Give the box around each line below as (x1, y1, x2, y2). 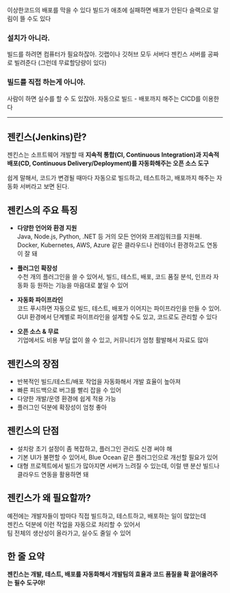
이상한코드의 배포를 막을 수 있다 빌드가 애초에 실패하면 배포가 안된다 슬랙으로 (7, 6, 212, 14)
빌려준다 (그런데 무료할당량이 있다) (14, 59, 107, 67)
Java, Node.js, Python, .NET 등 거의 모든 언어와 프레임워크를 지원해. (16, 232, 202, 241)
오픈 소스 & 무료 (16, 327, 60, 336)
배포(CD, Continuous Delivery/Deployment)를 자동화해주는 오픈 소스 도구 (7, 160, 209, 168)
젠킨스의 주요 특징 (7, 204, 78, 216)
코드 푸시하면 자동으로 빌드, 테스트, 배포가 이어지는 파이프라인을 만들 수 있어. (16, 304, 222, 313)
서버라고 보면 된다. (19, 182, 70, 190)
